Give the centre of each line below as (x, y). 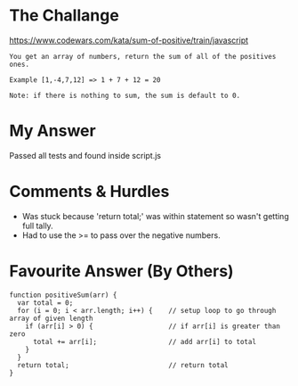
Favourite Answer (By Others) (121, 271)
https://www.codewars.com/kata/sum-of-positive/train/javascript (129, 40)
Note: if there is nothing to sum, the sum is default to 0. (125, 95)
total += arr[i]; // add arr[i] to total (144, 341)
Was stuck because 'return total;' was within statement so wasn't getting (155, 216)
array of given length (51, 318)
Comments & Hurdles (89, 192)
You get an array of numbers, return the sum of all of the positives (143, 56)
